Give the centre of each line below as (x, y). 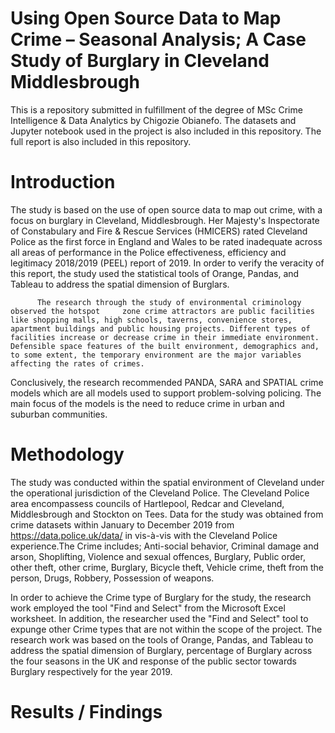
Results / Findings (86, 712)
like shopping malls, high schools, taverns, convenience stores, (151, 320)
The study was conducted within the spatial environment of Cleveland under (167, 482)
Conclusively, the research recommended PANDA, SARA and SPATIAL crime (167, 382)
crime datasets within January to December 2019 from (122, 524)
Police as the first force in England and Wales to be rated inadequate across (166, 241)
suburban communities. (59, 414)
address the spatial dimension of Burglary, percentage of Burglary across (161, 650)
